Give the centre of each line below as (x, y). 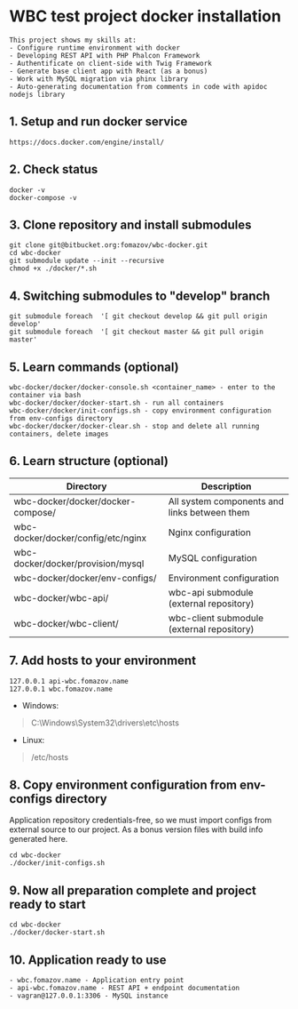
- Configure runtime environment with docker (94, 48)
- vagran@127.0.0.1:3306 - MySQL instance (89, 996)
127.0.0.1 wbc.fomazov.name (61, 689)
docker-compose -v (43, 197)
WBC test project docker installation (145, 16)
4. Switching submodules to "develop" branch (140, 296)
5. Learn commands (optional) (94, 367)
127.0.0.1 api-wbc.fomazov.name (69, 681)
